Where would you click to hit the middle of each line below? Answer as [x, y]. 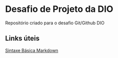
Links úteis [22, 38]
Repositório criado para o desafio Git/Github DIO [55, 23]
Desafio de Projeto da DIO [59, 9]
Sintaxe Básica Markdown [32, 50]
